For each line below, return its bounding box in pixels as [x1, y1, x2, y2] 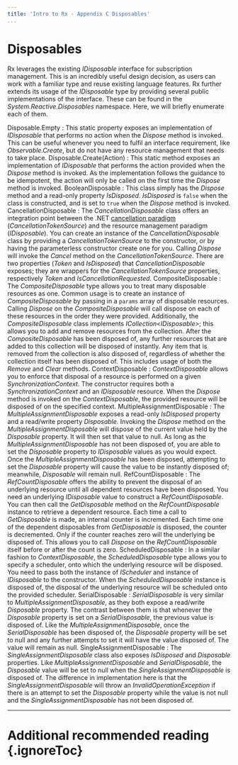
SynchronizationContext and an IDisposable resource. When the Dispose [7, 387, 221, 396]
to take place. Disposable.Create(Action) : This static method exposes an [7, 153, 220, 162]
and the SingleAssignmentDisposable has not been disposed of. [7, 696, 194, 704]
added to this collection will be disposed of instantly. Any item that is [7, 342, 208, 350]
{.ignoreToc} [7, 742, 84, 759]
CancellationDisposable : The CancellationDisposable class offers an [7, 206, 209, 215]
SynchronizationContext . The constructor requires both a [7, 379, 175, 388]
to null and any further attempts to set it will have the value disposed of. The [7, 635, 229, 644]
